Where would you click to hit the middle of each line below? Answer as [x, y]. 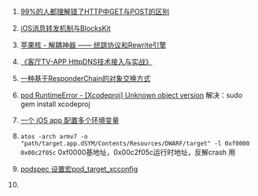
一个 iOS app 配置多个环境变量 [70, 120]
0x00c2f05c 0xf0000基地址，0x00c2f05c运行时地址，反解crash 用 [128, 152]
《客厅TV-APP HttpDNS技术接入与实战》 [86, 62]
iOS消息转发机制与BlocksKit [65, 28]
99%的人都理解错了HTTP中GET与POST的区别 [95, 11]
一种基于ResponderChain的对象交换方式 [85, 78]
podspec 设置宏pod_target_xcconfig [79, 169]
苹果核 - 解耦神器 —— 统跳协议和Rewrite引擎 [93, 45]
